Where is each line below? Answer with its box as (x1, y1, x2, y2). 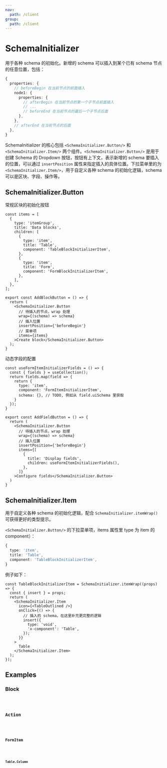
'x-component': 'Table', (27, 626, 79, 631)
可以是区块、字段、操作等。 (5, 173, 62, 179)
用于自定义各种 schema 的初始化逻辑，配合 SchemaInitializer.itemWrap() (5, 510, 158, 516)
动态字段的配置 (5, 356, 36, 362)
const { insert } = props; (9, 590, 66, 595)
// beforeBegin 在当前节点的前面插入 (14, 86, 85, 91)
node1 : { (14, 90, 32, 95)
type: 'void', (27, 622, 57, 627)
